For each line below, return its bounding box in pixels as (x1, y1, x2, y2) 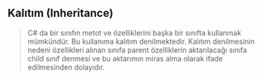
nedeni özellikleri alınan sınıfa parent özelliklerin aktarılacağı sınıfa (27, 44, 248, 55)
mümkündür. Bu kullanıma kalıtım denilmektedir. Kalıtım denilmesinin (27, 36, 256, 46)
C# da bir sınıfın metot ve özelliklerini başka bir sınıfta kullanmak (27, 27, 242, 37)
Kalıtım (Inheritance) (7, 6, 114, 20)
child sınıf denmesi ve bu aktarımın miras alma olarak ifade (27, 53, 223, 63)
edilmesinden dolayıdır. (27, 62, 105, 72)
